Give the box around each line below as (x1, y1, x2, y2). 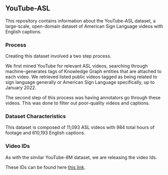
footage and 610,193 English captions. (5, 130, 86, 136)
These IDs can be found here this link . (5, 164, 86, 170)
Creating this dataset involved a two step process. (5, 53, 111, 59)
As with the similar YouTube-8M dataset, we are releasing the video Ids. (5, 154, 158, 160)
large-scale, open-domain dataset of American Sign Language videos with (5, 23, 163, 29)
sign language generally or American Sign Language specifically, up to (5, 79, 155, 85)
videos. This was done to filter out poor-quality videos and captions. (5, 100, 150, 106)
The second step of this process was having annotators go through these (5, 95, 161, 101)
